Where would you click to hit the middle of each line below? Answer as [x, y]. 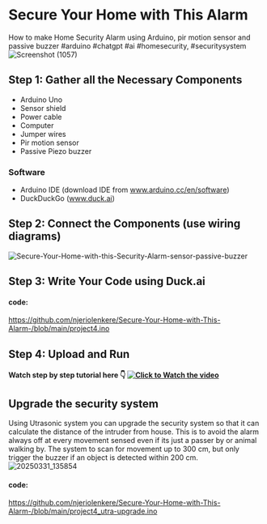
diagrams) [35, 236]
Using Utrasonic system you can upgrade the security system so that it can [134, 424]
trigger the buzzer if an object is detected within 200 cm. [103, 458]
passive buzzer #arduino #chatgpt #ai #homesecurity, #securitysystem [127, 45]
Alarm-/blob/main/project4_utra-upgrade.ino [83, 511]
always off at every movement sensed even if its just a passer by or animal [133, 441]
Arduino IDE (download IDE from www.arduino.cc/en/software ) [125, 190]
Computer [37, 125]
